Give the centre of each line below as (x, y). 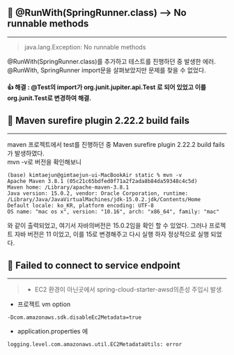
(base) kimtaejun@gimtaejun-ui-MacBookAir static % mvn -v (95, 175)
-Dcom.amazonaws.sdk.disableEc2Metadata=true (74, 317)
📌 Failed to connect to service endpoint (94, 265)
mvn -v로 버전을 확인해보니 (45, 162)
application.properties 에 (53, 331)
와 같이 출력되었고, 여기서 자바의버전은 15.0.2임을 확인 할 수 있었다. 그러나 (107, 226)
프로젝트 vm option (44, 304)
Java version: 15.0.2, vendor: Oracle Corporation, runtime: (98, 194)
